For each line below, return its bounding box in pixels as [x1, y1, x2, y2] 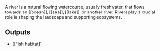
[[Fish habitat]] [12, 41, 42, 47]
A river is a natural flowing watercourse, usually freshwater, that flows [5, 4, 144, 10]
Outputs [5, 28, 31, 37]
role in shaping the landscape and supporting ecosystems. [5, 14, 122, 20]
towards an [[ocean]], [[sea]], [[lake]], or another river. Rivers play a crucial [5, 9, 155, 15]
